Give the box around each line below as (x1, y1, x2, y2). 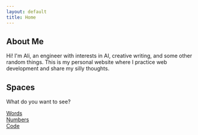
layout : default (6, 8, 47, 15)
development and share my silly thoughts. (6, 65, 110, 72)
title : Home (6, 14, 36, 20)
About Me (6, 36, 44, 47)
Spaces (6, 82, 35, 93)
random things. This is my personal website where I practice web (6, 59, 167, 66)
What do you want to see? (6, 98, 71, 105)
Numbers (6, 116, 29, 123)
